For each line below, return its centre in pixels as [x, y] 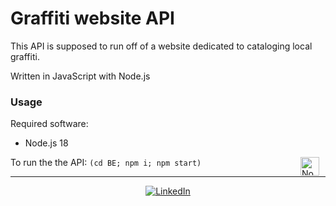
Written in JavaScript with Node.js [80, 76]
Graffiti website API [92, 18]
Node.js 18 [46, 143]
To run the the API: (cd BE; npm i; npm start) [106, 163]
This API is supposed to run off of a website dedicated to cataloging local [161, 46]
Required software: [49, 124]
